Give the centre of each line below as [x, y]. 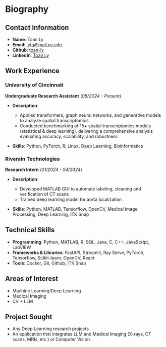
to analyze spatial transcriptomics [54, 120]
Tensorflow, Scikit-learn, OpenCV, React [53, 258]
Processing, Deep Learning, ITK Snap [51, 214]
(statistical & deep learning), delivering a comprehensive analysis [86, 131]
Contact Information [37, 28]
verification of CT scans [44, 194]
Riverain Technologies [33, 159]
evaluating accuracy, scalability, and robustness [69, 136]
